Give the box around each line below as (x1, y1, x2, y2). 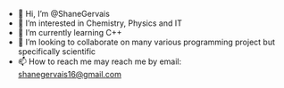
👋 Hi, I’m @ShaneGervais (17, 9, 110, 19)
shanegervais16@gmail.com (17, 69, 122, 79)
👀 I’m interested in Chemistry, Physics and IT (17, 18, 183, 28)
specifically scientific (17, 46, 96, 57)
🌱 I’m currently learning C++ (17, 28, 122, 37)
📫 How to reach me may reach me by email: (17, 56, 182, 67)
